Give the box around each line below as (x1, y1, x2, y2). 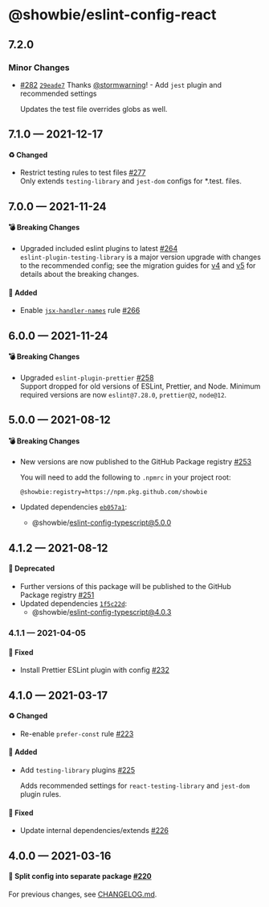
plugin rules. (19, 789, 62, 798)
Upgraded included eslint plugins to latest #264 (19, 244, 178, 254)
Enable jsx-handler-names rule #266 (19, 306, 141, 315)
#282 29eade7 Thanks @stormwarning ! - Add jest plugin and (19, 80, 222, 89)
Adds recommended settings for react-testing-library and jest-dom (19, 781, 251, 790)
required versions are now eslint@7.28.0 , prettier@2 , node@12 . (19, 390, 227, 399)
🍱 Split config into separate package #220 (8, 872, 152, 881)
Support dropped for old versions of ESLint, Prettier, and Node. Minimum (19, 381, 261, 391)
